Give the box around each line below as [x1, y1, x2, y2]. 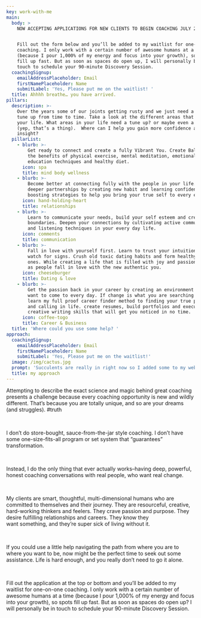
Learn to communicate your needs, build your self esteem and [28, 214, 186, 221]
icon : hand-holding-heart [22, 197, 87, 204]
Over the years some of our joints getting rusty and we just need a [17, 108, 194, 114]
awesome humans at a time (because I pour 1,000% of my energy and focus [6, 592, 194, 599]
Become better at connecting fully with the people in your [28, 181, 181, 187]
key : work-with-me [6, 8, 52, 15]
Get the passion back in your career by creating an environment [28, 287, 194, 293]
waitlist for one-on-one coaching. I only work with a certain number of [6, 586, 179, 593]
